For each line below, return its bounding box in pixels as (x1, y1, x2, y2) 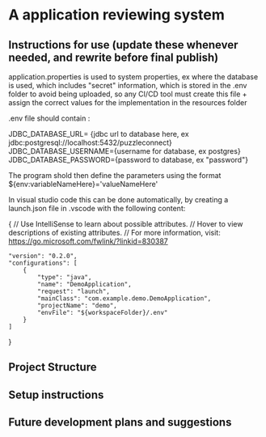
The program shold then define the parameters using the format (8, 171, 222, 180)
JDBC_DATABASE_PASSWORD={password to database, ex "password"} (8, 155, 249, 164)
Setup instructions (8, 388, 104, 401)
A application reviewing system (8, 6, 225, 24)
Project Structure (8, 360, 97, 374)
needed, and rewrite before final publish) (8, 50, 219, 64)
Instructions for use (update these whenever (8, 38, 239, 52)
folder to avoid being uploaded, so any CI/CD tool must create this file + (8, 89, 248, 99)
